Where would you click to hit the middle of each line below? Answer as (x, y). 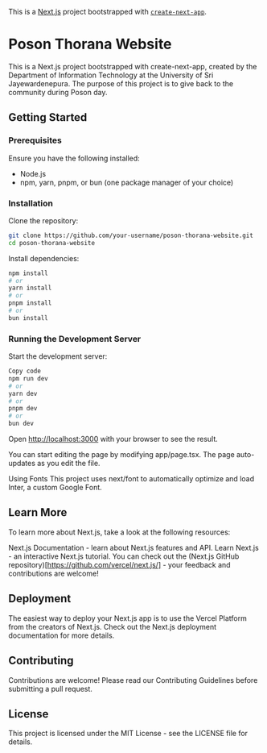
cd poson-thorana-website (51, 243)
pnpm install (30, 303)
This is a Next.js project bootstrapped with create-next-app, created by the (133, 66)
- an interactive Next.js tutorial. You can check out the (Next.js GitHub (124, 556)
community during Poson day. (58, 92)
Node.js (33, 173)
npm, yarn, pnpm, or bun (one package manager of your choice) (127, 182)
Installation (31, 203)
